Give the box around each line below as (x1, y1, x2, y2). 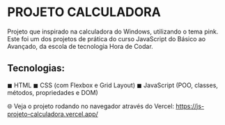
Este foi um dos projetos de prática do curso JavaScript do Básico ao (7, 34, 206, 43)
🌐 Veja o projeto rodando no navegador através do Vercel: (7, 102, 175, 110)
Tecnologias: (7, 62, 65, 74)
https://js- (176, 102, 204, 110)
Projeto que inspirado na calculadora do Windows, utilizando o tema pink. (7, 27, 219, 36)
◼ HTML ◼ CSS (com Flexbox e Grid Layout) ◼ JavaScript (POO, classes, (7, 81, 218, 89)
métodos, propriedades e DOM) (7, 88, 99, 96)
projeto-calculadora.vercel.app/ (7, 110, 99, 118)
